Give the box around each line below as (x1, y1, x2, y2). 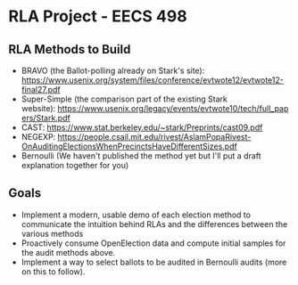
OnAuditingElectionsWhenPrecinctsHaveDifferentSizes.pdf (21, 141, 237, 151)
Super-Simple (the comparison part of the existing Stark (21, 94, 228, 104)
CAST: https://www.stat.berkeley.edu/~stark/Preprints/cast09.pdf (21, 122, 263, 133)
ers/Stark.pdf (21, 113, 70, 123)
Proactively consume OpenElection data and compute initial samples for (21, 238, 286, 248)
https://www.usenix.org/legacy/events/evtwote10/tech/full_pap (57, 103, 289, 113)
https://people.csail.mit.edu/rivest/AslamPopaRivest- (57, 132, 252, 142)
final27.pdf (21, 85, 61, 94)
